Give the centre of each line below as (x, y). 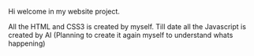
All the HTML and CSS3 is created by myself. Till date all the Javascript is (127, 26)
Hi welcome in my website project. (64, 11)
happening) (27, 43)
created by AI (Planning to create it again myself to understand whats (121, 35)
